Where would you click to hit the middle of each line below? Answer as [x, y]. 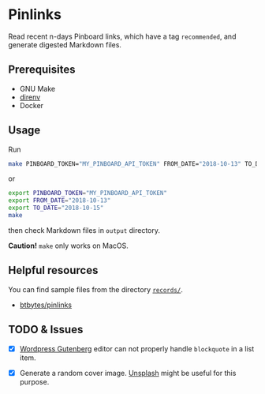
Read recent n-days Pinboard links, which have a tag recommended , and [122, 36]
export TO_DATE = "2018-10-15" [56, 208]
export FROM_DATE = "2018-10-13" [60, 201]
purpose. [34, 381]
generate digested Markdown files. [65, 44]
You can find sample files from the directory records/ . [96, 289]
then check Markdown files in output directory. [84, 230]
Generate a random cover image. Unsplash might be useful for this [128, 373]
